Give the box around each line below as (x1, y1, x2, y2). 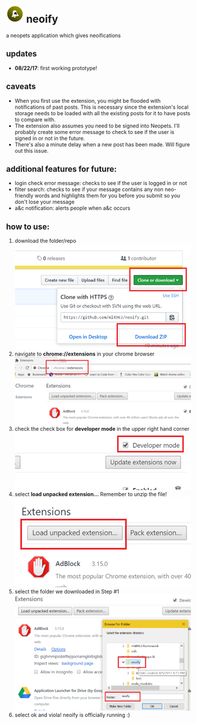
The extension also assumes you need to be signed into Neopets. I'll (14, 122, 180, 129)
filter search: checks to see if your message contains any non (14, 186, 164, 193)
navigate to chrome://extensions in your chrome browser (14, 350, 155, 357)
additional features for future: (6, 164, 117, 174)
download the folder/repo (14, 237, 76, 244)
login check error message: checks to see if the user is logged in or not (14, 180, 188, 187)
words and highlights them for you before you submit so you (35, 192, 181, 199)
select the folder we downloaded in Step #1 (14, 588, 119, 595)
